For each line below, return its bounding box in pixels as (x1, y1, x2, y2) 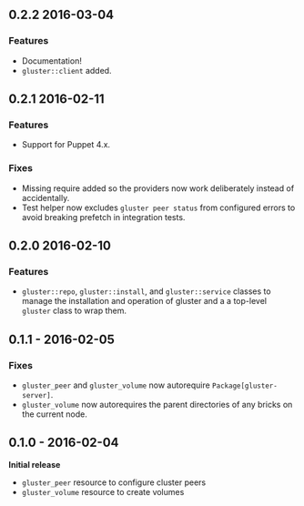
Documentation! (21, 55, 83, 66)
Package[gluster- (211, 381, 279, 390)
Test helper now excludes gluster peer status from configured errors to (21, 202, 296, 213)
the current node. (21, 409, 87, 420)
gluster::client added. (21, 65, 112, 76)
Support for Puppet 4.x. (21, 139, 111, 150)
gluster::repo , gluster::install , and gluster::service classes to (21, 286, 271, 297)
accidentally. (21, 192, 70, 203)
